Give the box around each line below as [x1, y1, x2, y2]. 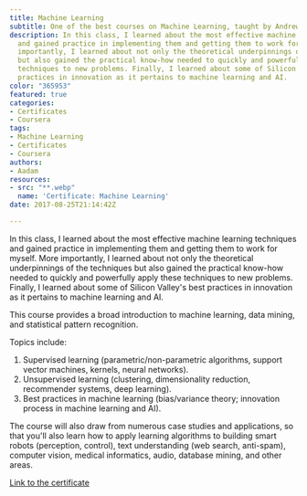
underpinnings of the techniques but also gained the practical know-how [9, 262, 284, 273]
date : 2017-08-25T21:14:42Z [9, 200, 117, 210]
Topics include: [9, 336, 67, 347]
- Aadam [9, 166, 39, 175]
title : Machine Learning [9, 13, 104, 23]
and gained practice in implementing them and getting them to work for [9, 243, 279, 254]
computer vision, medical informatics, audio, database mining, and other [9, 449, 282, 460]
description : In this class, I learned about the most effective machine [9, 30, 297, 39]
